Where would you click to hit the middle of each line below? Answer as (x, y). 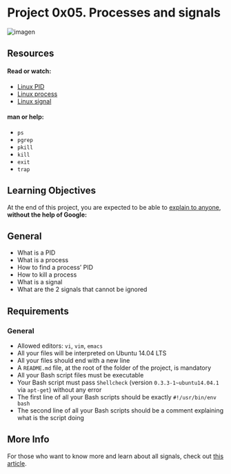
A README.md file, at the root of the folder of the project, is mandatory (114, 368)
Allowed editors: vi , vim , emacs (60, 346)
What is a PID (36, 253)
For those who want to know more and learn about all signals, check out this (115, 456)
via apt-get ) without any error (59, 390)
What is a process (43, 260)
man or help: (26, 117)
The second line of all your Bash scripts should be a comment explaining (120, 411)
